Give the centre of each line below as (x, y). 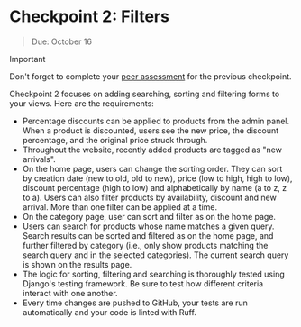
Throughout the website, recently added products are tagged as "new (152, 150)
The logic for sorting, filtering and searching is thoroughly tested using (154, 274)
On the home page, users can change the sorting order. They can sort (152, 168)
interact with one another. (70, 293)
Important (27, 59)
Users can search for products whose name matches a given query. (148, 226)
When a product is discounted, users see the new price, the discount (150, 130)
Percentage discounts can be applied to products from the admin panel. (156, 121)
